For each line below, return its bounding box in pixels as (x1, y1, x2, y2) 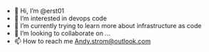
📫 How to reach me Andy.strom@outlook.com (14, 37, 151, 45)
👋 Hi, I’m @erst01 (14, 7, 65, 15)
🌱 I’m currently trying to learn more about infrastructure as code (14, 22, 202, 30)
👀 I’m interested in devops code (14, 14, 107, 22)
